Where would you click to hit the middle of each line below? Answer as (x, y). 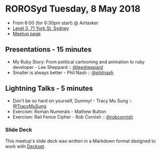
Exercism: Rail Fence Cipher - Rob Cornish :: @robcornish (73, 117)
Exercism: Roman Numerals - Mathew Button (59, 111)
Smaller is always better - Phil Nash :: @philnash (63, 72)
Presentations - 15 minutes (49, 49)
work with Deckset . (25, 146)
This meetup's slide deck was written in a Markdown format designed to (80, 141)
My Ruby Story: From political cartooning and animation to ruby (78, 62)
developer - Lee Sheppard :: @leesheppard (58, 67)
